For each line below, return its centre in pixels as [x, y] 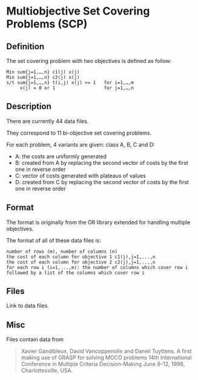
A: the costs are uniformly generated [61, 156]
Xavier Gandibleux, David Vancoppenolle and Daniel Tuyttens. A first [106, 351]
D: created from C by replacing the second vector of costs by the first [102, 182]
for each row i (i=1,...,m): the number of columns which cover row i [97, 267]
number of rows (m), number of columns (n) [62, 252]
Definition [25, 46]
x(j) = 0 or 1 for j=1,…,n [77, 88]
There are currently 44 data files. [48, 121]
